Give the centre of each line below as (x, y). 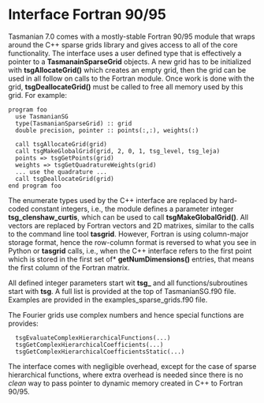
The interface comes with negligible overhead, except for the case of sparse (132, 366)
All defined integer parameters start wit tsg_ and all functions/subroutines (128, 283)
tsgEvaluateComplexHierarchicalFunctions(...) (93, 337)
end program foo (35, 186)
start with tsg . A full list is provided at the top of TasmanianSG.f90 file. (122, 291)
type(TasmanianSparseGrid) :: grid (74, 123)
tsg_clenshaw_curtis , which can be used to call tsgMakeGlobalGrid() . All (128, 217)
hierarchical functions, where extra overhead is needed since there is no (126, 375)
